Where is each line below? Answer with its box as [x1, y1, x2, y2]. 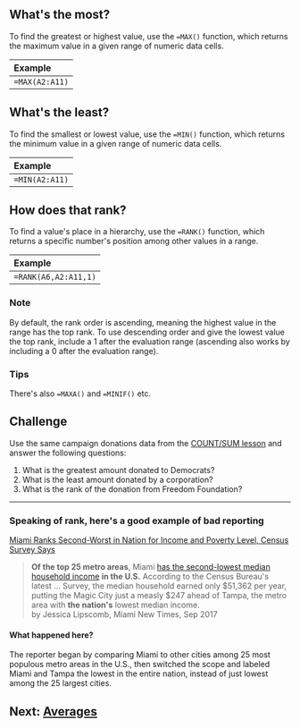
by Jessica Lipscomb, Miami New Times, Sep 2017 [30, 609, 218, 620]
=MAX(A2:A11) [13, 76, 70, 87]
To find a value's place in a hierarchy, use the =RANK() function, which [9, 226, 265, 237]
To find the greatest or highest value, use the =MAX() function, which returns [9, 30, 288, 41]
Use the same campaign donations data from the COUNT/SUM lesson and [9, 437, 283, 448]
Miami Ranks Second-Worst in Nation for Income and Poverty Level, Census [9, 535, 289, 546]
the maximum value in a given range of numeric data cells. [9, 40, 225, 51]
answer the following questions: [9, 447, 127, 458]
